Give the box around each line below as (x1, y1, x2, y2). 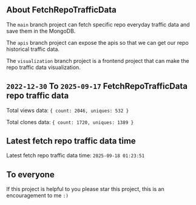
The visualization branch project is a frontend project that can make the (6, 57, 189, 64)
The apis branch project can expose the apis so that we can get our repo (6, 39, 189, 46)
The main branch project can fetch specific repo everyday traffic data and (6, 21, 190, 28)
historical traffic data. (6, 45, 59, 53)
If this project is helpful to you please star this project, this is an (6, 186, 165, 193)
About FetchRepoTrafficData (6, 5, 117, 15)
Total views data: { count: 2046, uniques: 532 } (6, 106, 129, 114)
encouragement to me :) (6, 192, 69, 199)
